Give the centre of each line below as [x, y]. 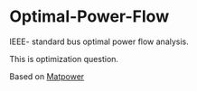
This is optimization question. [64, 59]
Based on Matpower [47, 76]
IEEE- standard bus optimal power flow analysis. [99, 41]
